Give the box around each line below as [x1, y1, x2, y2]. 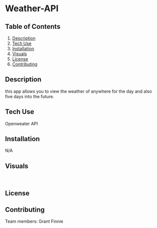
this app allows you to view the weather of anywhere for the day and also [5, 88, 152, 94]
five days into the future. [5, 93, 55, 99]
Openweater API [5, 121, 38, 126]
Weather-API [5, 3, 59, 14]
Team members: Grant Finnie [5, 218, 63, 225]
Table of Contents [5, 22, 61, 31]
